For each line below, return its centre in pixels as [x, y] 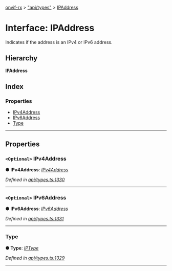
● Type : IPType [22, 248]
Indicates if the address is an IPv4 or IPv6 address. [59, 42]
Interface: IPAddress [50, 28]
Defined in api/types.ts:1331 [35, 219]
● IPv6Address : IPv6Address [37, 209]
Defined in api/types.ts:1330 [35, 180]
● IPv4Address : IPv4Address [37, 170]
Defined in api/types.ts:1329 [35, 258]
